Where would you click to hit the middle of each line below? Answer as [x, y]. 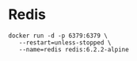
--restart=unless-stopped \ [65, 42]
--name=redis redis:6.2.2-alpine [74, 49]
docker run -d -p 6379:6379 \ [58, 36]
